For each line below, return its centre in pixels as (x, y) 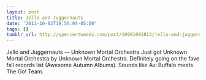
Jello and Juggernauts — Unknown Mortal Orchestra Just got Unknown (97, 52)
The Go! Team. (25, 71)
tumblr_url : (21, 35)
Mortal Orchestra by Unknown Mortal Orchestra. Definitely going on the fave (103, 59)
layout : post (23, 12)
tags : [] (17, 29)
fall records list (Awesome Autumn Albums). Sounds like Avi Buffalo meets (100, 65)
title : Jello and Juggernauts (45, 18)
